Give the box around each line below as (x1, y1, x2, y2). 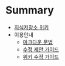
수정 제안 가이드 (22, 45, 59, 53)
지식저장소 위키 (13, 24, 49, 31)
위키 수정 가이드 (22, 53, 59, 60)
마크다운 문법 (22, 38, 53, 45)
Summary (5, 4, 54, 17)
